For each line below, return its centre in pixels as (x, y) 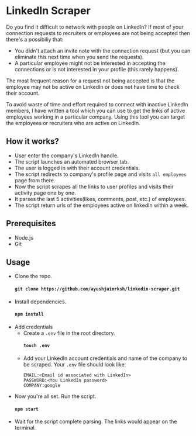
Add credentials (34, 327)
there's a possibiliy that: (35, 39)
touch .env (37, 346)
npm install (29, 314)
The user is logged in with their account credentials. (77, 168)
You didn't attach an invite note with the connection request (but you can (102, 50)
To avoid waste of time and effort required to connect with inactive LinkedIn (97, 104)
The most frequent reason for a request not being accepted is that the (90, 81)
